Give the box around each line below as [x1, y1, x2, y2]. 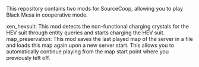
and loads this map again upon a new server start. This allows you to [6, 42, 174, 49]
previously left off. [6, 55, 50, 61]
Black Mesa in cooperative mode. [6, 11, 88, 18]
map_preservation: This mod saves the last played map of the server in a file [6, 36, 193, 42]
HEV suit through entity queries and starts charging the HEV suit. [6, 29, 165, 36]
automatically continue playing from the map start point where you [6, 48, 169, 55]
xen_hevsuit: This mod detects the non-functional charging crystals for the [6, 23, 189, 30]
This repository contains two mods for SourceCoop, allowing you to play [6, 5, 183, 12]
